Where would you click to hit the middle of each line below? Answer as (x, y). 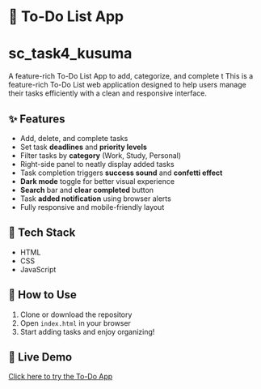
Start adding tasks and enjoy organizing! (87, 331)
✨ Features (37, 119)
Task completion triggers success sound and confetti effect (121, 173)
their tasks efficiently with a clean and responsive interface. (108, 93)
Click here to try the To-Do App (61, 377)
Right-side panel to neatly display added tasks (97, 164)
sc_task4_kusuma (70, 54)
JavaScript (38, 269)
